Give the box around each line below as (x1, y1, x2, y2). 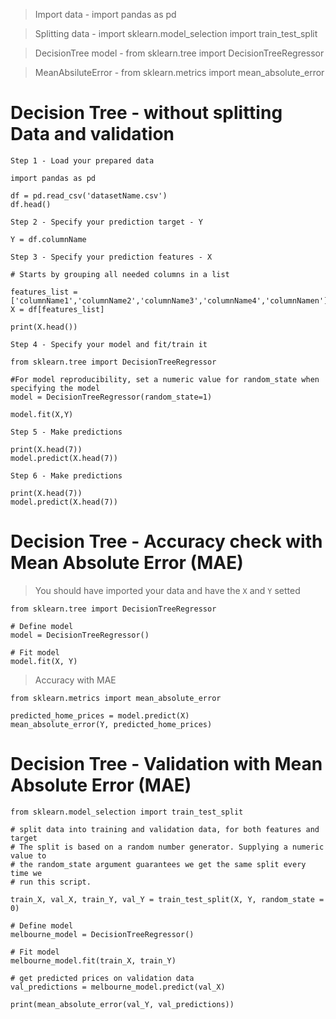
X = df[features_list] (10, 304, 105, 314)
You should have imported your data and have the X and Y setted (34, 584, 301, 596)
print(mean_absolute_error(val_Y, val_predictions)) (10, 999, 235, 1009)
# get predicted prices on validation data (10, 973, 195, 983)
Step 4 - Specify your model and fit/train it (10, 339, 208, 349)
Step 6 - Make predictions (10, 470, 123, 481)
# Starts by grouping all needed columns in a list (10, 269, 230, 279)
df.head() (10, 199, 52, 209)
